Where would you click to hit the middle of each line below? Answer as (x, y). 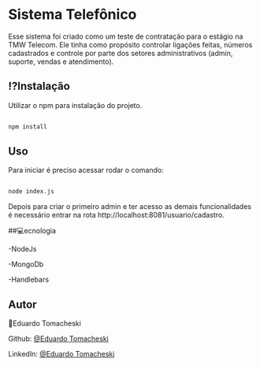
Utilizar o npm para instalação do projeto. (75, 105)
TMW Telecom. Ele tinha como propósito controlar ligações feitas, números (130, 44)
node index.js (32, 192)
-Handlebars (29, 280)
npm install (28, 127)
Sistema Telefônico (72, 15)
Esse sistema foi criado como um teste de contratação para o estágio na (126, 36)
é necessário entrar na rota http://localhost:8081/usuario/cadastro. (116, 215)
